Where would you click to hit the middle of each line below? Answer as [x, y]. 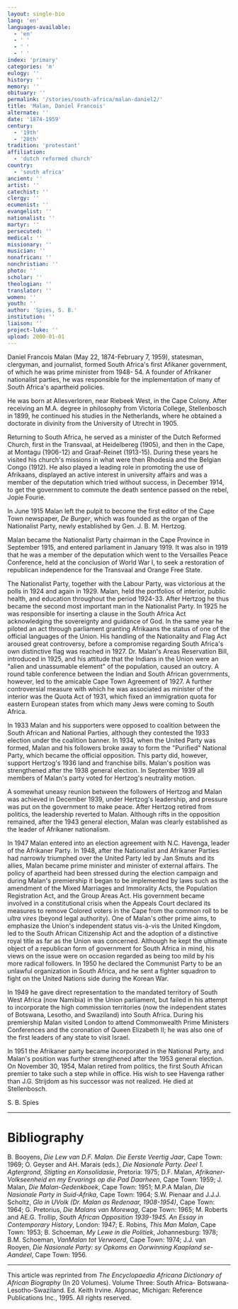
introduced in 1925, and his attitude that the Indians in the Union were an [113, 659]
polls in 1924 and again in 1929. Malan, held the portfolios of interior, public [117, 591]
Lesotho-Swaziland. [36, 1291]
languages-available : [39, 27]
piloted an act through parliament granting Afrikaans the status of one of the [119, 628]
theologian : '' [30, 284]
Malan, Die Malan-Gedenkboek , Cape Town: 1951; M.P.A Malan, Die [106, 1187]
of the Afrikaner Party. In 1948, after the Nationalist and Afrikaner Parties [113, 850]
